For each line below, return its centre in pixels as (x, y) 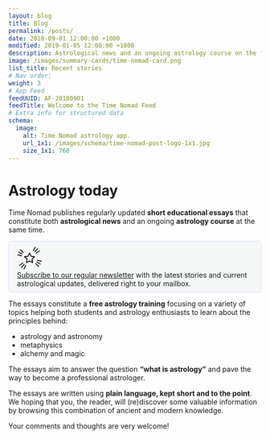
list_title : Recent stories (55, 68)
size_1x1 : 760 (46, 151)
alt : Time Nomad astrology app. (77, 135)
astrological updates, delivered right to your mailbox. (104, 284)
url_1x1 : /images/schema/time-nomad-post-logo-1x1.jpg (117, 143)
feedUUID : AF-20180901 (46, 98)
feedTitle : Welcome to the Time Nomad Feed (82, 106)
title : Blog (28, 23)
